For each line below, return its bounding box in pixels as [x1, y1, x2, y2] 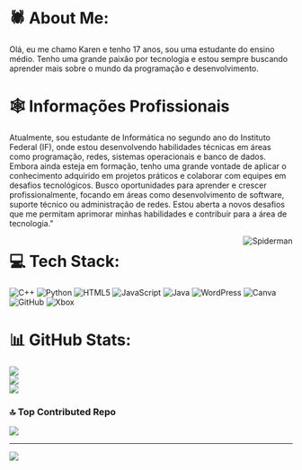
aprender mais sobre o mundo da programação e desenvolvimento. [9, 63, 259, 74]
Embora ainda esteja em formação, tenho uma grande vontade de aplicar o [9, 160, 287, 172]
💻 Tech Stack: [9, 252, 120, 271]
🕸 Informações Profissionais [9, 96, 230, 117]
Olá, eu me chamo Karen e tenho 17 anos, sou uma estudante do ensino [9, 43, 275, 55]
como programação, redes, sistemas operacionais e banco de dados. [9, 151, 267, 162]
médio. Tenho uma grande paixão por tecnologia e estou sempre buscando [9, 53, 289, 64]
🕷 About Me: [9, 8, 110, 29]
